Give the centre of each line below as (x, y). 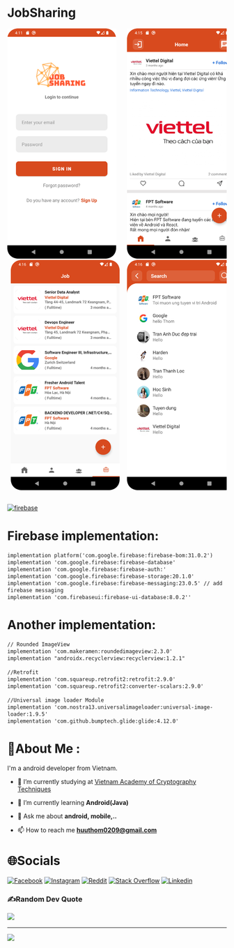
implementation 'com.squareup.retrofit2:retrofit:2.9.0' (92, 679)
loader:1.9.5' (28, 714)
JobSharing (42, 13)
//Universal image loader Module (56, 700)
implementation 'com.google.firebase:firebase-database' (92, 562)
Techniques (34, 789)
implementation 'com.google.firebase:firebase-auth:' (87, 569)
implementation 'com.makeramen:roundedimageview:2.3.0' (90, 651)
